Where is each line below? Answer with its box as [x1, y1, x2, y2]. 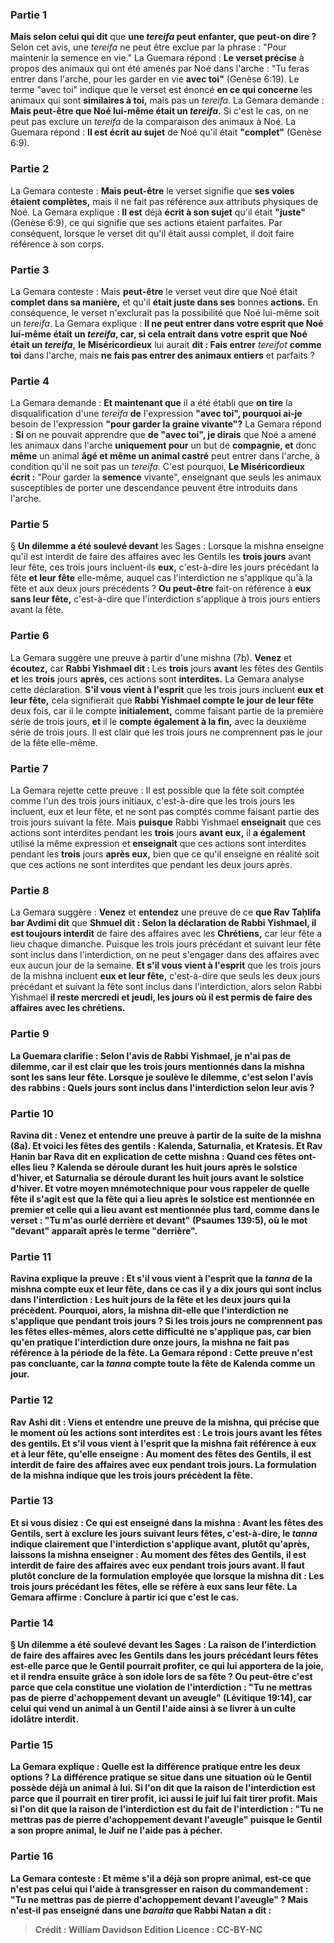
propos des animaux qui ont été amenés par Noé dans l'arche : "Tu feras [10, 63, 310, 75]
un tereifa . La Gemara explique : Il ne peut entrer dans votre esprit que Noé [10, 317, 324, 329]
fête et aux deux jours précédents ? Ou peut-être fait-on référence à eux [10, 583, 312, 595]
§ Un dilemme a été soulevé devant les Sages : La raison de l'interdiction [10, 1639, 317, 1651]
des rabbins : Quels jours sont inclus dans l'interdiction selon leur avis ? [10, 1081, 315, 1093]
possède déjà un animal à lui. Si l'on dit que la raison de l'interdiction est [10, 1782, 316, 1794]
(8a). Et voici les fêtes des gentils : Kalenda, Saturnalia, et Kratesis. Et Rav [10, 1139, 323, 1152]
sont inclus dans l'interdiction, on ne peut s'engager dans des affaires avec [10, 949, 320, 961]
